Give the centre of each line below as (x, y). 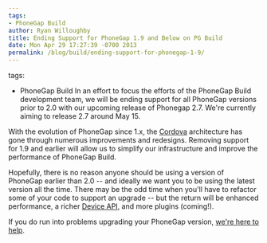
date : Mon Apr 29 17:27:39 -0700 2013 (73, 45)
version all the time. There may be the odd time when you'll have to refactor (132, 189)
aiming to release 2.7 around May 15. (80, 116)
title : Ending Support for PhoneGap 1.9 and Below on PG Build (116, 38)
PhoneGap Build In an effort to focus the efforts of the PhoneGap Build (135, 91)
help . (17, 230)
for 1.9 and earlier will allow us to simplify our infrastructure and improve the (133, 149)
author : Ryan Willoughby (49, 30)
